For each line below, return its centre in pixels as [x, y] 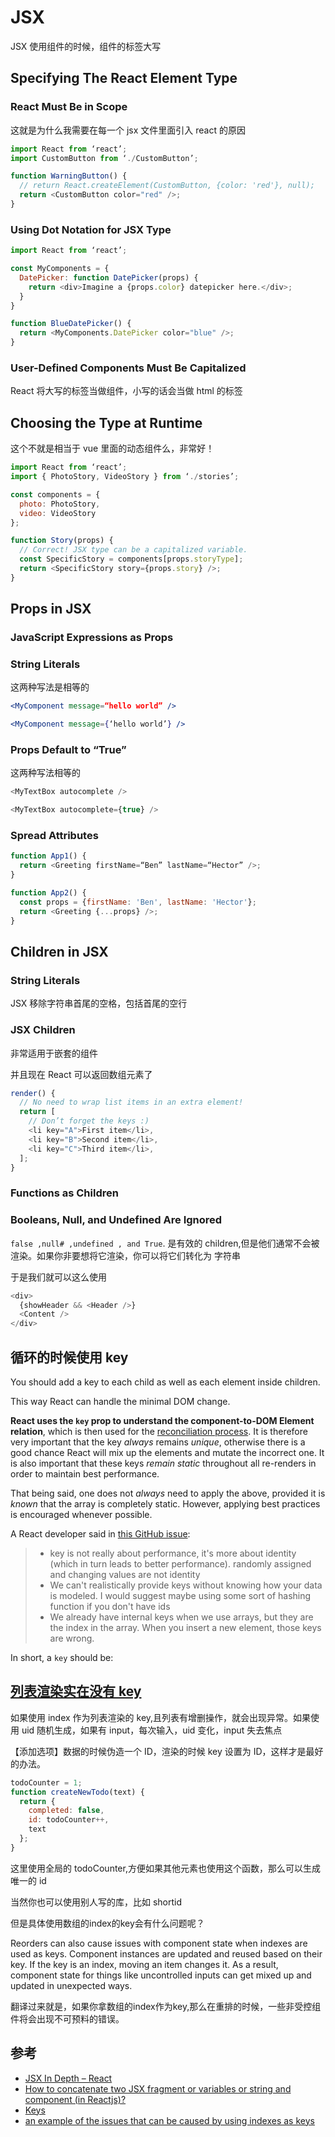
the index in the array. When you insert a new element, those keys [185, 1627]
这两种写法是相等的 [50, 687]
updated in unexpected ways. [71, 1985]
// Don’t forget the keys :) [89, 1121]
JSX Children [43, 1030]
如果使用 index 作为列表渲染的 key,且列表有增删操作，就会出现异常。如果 [161, 1717]
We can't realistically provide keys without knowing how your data [186, 1585]
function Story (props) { [62, 541]
